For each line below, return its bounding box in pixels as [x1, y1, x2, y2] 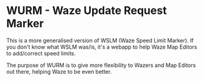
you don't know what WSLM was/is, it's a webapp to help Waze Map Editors [6, 43, 198, 51]
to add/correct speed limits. [6, 49, 76, 57]
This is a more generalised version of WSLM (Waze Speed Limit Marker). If [6, 37, 194, 44]
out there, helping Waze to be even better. [6, 68, 112, 75]
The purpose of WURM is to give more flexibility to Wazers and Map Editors [6, 62, 196, 69]
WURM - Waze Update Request [6, 4, 167, 18]
